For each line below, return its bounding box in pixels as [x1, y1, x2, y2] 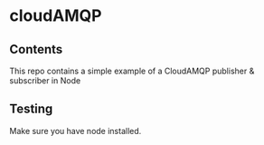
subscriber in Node [9, 75, 81, 86]
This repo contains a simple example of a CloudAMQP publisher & [9, 65, 255, 76]
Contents [9, 42, 63, 57]
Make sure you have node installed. [9, 125, 142, 136]
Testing [9, 101, 53, 117]
